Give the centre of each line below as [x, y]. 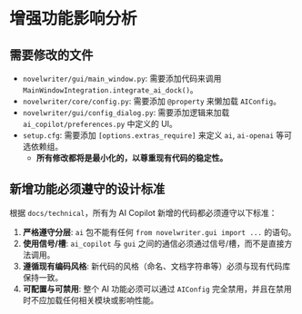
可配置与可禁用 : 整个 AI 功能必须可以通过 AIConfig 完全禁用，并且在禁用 [157, 289]
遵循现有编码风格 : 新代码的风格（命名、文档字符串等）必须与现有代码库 [156, 266]
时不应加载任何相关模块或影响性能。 [91, 299]
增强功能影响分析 [74, 19]
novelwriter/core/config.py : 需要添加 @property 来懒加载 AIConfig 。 [152, 101]
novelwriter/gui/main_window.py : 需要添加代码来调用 [122, 78]
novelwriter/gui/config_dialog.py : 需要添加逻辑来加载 [126, 113]
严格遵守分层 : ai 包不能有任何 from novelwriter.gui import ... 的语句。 [159, 231]
